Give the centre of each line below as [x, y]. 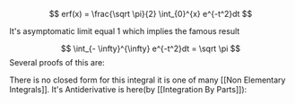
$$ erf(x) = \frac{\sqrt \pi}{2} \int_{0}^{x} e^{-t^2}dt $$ [151, 14]
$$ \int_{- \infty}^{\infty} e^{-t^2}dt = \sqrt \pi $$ [151, 48]
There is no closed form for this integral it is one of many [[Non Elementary [147, 80]
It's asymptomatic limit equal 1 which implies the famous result [125, 31]
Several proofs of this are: [57, 62]
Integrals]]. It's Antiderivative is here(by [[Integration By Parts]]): [128, 89]
